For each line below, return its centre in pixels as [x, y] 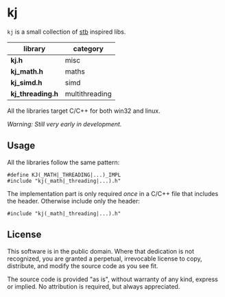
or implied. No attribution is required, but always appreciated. [94, 286]
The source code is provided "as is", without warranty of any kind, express [113, 279]
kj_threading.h [34, 93]
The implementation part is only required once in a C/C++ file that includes [113, 193]
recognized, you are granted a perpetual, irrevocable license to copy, [105, 258]
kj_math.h [27, 71]
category [88, 48]
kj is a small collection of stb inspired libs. [67, 32]
